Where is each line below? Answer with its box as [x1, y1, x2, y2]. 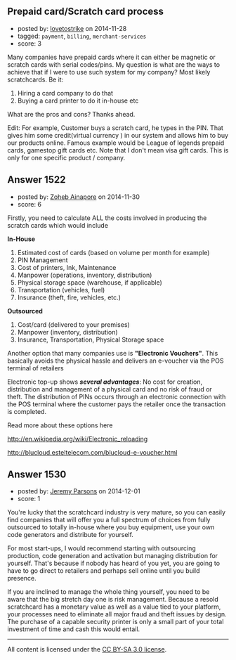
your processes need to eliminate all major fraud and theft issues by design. [7, 610, 227, 619]
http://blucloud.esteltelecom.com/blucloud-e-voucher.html [7, 448, 178, 456]
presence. [7, 574, 37, 583]
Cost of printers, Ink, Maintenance [17, 263, 117, 271]
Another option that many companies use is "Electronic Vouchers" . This [7, 349, 218, 357]
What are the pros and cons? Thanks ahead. [7, 110, 136, 118]
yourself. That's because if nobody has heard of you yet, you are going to [7, 559, 220, 568]
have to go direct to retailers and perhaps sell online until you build [7, 567, 200, 575]
